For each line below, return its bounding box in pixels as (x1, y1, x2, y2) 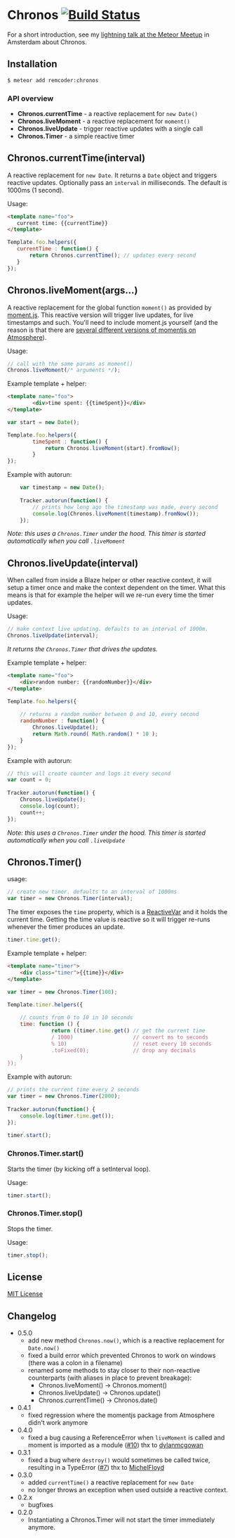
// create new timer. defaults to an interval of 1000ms (7, 888, 177, 896)
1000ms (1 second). (7, 186, 65, 194)
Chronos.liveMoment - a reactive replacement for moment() (17, 117, 191, 125)
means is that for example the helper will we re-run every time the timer (7, 591, 214, 599)
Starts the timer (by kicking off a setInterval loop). (7, 1165, 151, 1173)
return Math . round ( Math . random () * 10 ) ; (32, 730, 159, 738)
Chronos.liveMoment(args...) (7, 285, 138, 297)
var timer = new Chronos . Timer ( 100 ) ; (7, 988, 118, 995)
